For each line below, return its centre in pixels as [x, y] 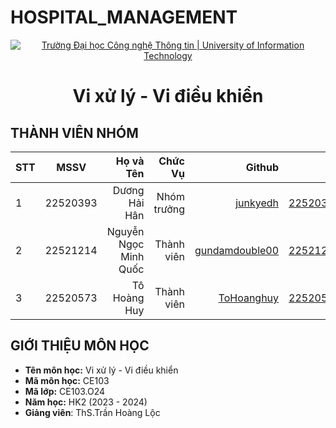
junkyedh [257, 203]
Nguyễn [125, 231]
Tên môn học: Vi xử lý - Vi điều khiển [101, 370]
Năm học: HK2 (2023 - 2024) [86, 402]
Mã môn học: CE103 [67, 380]
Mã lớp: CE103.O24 [65, 391]
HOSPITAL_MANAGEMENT [124, 17]
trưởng [169, 209]
